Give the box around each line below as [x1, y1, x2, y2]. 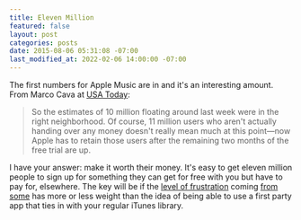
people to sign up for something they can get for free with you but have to [9, 172, 283, 182]
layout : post [9, 30, 58, 39]
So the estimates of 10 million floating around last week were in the [31, 107, 279, 117]
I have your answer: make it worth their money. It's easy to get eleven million [9, 163, 293, 172]
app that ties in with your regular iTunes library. [9, 200, 184, 211]
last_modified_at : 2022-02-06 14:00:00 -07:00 [9, 55, 187, 64]
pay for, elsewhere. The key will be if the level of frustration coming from [9, 181, 279, 191]
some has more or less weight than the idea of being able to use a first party [9, 190, 292, 201]
